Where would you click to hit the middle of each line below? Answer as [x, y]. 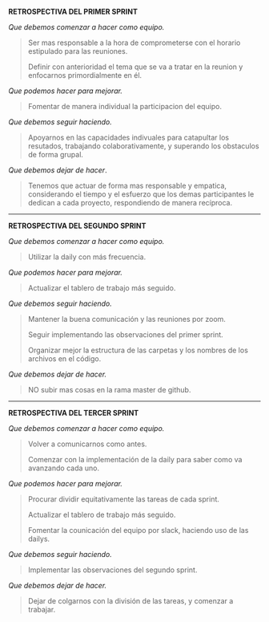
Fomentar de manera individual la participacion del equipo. [125, 106]
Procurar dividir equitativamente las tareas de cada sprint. [124, 499]
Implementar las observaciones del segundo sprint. [112, 570]
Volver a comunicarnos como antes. [87, 444]
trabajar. [42, 610]
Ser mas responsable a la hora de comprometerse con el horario [134, 43]
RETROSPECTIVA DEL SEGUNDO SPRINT [77, 226]
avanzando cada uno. [64, 468]
